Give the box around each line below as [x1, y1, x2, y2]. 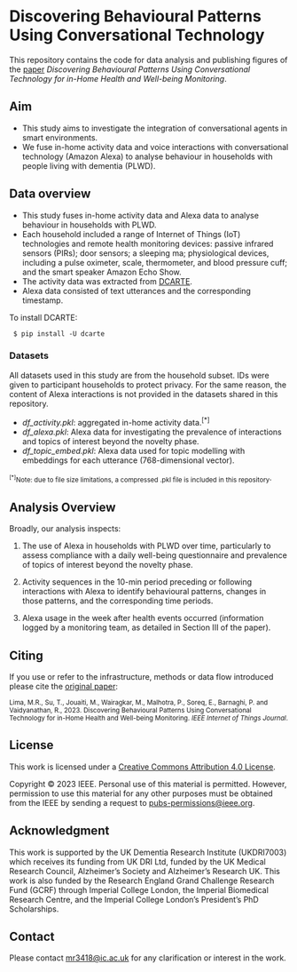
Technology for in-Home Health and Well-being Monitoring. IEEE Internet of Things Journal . [9, 713, 288, 722]
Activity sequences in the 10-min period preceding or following [21, 577, 253, 587]
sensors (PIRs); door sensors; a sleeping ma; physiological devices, [21, 247, 270, 259]
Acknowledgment [9, 824, 110, 839]
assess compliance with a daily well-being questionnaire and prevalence [21, 550, 288, 561]
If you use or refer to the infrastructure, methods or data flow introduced [9, 671, 274, 681]
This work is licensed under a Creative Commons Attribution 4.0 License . [9, 761, 277, 772]
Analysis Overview [9, 499, 116, 514]
